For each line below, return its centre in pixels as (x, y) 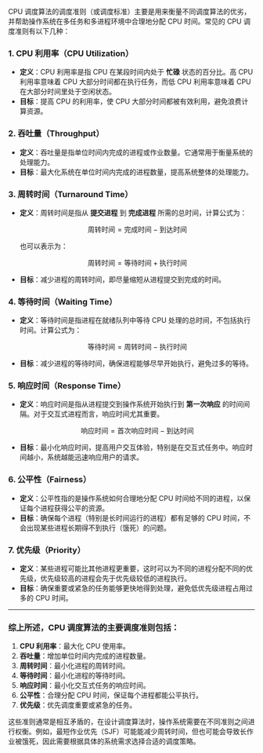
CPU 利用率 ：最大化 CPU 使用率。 (75, 646)
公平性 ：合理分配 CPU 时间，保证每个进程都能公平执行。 (111, 695)
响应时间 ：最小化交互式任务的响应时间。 (85, 685)
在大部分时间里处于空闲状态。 (67, 92)
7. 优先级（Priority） (47, 550)
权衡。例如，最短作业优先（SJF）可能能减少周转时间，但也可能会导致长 (131, 732)
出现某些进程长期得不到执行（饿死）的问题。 (98, 528)
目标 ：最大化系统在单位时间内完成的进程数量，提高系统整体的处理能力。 (136, 172)
